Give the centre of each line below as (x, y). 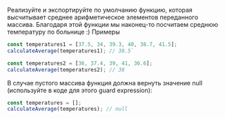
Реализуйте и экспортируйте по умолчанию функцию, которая (100, 10)
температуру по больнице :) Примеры (63, 32)
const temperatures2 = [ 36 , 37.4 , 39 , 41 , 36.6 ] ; (80, 63)
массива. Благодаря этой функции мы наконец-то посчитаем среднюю (113, 24)
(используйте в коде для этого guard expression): (80, 90)
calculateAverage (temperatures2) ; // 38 (66, 69)
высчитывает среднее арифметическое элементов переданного (103, 17)
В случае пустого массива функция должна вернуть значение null (105, 83)
